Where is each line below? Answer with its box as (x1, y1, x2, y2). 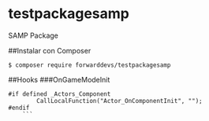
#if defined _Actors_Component (8, 90, 111, 98)
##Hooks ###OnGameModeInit (8, 75, 110, 84)
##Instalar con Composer (8, 46, 91, 55)
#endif (8, 104, 30, 112)
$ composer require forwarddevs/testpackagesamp (8, 60, 171, 69)
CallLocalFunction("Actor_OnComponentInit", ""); (36, 97, 203, 104)
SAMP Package (8, 31, 59, 40)
